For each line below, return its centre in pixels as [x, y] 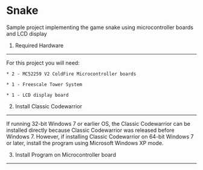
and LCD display [27, 33]
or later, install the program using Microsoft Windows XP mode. [85, 143]
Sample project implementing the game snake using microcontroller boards [100, 27]
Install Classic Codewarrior [49, 106]
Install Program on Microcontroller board [66, 154]
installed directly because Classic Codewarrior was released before [90, 130]
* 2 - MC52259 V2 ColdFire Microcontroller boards [71, 74]
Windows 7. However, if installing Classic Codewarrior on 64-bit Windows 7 [100, 136]
